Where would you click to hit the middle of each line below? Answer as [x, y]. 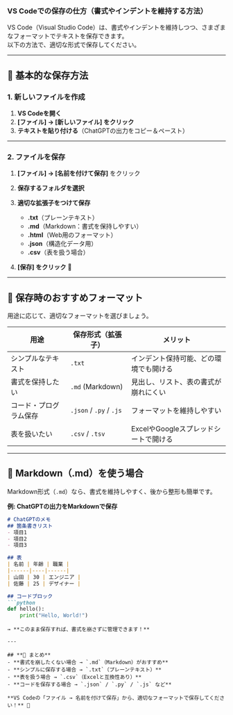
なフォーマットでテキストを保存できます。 [68, 36]
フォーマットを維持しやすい [176, 411]
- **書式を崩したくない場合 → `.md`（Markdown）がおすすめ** [88, 663]
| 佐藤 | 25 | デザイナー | [44, 584]
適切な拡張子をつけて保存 [54, 203]
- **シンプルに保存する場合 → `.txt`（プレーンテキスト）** [84, 670]
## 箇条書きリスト [30, 526]
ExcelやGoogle [155, 429]
